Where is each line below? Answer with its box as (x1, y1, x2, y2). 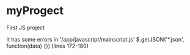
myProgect (6, 4, 64, 18)
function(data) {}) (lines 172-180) (6, 42, 89, 50)
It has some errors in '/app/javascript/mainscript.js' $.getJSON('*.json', (6, 35, 185, 43)
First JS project (6, 24, 45, 31)
